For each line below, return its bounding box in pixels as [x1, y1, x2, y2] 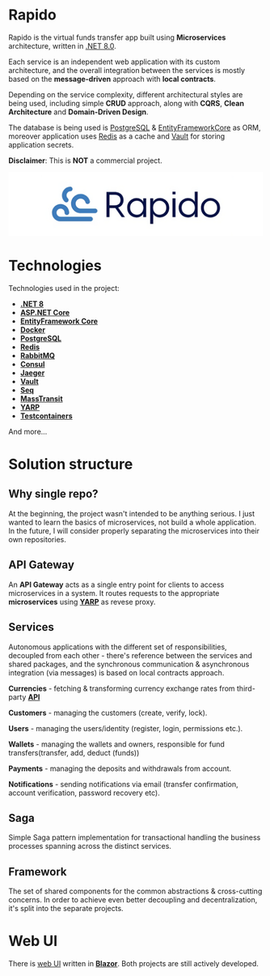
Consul [19, 359, 45, 369]
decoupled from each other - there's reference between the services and [8, 650, 253, 660]
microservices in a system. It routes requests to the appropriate [8, 588, 220, 597]
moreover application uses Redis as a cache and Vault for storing [8, 131, 226, 141]
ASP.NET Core [19, 307, 70, 317]
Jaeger [19, 367, 45, 378]
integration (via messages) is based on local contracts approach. [8, 667, 225, 678]
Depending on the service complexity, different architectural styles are [8, 89, 243, 99]
